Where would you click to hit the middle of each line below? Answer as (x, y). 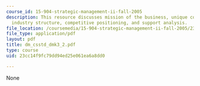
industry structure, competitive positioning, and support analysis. (99, 23)
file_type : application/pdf (41, 34)
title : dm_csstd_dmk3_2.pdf (41, 45)
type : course (22, 50)
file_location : (25, 28)
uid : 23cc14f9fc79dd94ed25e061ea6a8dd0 (56, 56)
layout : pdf (21, 39)
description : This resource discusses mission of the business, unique (97, 17)
